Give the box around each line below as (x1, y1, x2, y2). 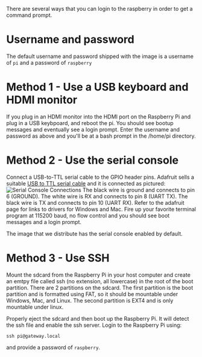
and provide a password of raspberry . (6, 344, 101, 351)
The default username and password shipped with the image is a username (6, 53, 194, 60)
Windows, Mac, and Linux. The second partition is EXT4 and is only (6, 297, 174, 304)
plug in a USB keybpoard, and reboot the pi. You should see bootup (6, 119, 174, 126)
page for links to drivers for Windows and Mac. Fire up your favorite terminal (6, 205, 196, 213)
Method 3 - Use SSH (6, 251, 110, 265)
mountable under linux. (6, 303, 64, 310)
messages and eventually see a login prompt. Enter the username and (6, 126, 180, 133)
